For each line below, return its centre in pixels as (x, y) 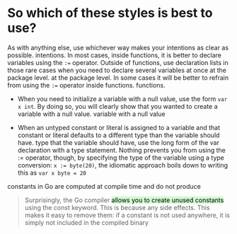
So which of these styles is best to (110, 13)
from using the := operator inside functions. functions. (86, 85)
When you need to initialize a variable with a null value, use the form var (122, 99)
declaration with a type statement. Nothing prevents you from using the (122, 150)
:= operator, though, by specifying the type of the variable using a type (121, 158)
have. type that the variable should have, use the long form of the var (118, 142)
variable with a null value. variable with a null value (91, 114)
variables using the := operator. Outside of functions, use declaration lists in (118, 62)
